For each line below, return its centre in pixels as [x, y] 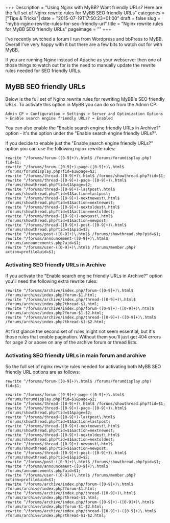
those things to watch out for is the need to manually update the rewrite [80, 65]
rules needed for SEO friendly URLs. [43, 71]
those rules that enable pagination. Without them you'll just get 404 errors [83, 337]
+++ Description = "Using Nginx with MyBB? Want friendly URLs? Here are [84, 7]
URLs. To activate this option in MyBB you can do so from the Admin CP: [81, 104]
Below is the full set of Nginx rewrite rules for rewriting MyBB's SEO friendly [85, 99]
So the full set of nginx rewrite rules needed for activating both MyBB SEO [83, 367]
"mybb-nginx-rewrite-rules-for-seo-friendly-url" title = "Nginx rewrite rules [84, 24]
